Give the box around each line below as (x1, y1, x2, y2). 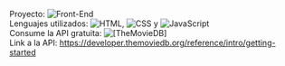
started (9, 47, 36, 58)
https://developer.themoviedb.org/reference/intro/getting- (59, 37, 276, 48)
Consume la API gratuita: (9, 28, 102, 38)
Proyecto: (9, 9, 45, 19)
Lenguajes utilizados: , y (9, 18, 158, 29)
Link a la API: (9, 37, 58, 48)
